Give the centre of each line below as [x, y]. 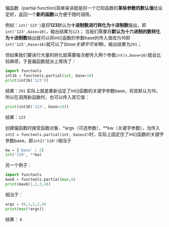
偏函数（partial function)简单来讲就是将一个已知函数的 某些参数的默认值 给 [82, 8]
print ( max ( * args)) [25, 209]
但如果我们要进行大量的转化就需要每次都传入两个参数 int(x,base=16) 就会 [81, 55]
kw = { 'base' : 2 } [25, 150]
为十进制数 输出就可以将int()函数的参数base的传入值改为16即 [68, 38]
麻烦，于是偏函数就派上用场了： [43, 61]
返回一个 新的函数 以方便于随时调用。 [56, 14]
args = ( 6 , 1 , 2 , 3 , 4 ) [26, 204]
